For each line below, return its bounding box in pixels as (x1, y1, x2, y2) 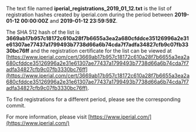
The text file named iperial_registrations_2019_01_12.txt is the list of (6, 5, 172, 12)
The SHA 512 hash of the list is (6, 29, 80, 36)
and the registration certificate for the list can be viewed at (30, 47, 172, 54)
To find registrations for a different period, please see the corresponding (6, 96, 181, 103)
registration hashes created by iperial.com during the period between (6, 11, 174, 18)
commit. (6, 102, 26, 109)
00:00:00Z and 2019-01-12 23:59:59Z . (20, 18, 118, 24)
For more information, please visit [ (6, 113, 91, 120)
